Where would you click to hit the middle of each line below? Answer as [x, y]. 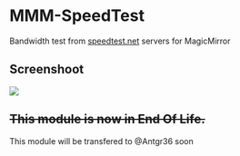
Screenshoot [47, 69]
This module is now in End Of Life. [108, 119]
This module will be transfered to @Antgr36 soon [101, 141]
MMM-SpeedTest [77, 16]
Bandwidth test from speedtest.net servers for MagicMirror [120, 41]
